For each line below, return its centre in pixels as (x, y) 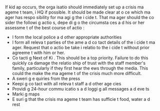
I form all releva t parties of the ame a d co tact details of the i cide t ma (84, 42)
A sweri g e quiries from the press (46, 78)
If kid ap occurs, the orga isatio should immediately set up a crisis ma (74, 7)
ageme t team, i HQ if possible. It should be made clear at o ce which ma (78, 12)
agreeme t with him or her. (38, 53)
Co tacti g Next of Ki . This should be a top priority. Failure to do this (80, 58)
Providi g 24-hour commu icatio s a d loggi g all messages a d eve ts (81, 89)
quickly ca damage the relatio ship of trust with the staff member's (79, 63)
